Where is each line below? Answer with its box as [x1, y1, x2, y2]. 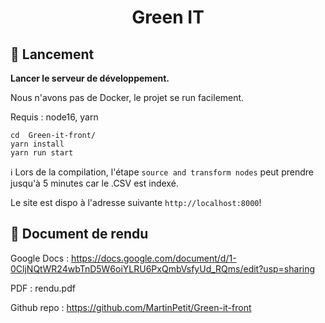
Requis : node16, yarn [10, 111, 99, 123]
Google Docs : [10, 252, 70, 264]
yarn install [10, 139, 65, 149]
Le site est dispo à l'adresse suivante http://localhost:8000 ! [10, 197, 262, 208]
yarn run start [10, 148, 74, 158]
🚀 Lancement [10, 46, 95, 63]
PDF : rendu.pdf [10, 282, 76, 294]
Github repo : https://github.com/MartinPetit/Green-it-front [10, 301, 252, 313]
